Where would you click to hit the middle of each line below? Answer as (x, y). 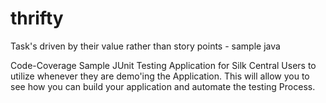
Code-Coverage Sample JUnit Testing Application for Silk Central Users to (163, 65)
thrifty (37, 18)
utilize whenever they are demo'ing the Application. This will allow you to (160, 76)
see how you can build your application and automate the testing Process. (163, 86)
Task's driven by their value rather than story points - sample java (145, 46)
